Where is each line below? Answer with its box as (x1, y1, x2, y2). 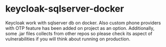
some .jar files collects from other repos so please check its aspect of (5, 30, 153, 36)
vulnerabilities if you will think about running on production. (5, 36, 131, 42)
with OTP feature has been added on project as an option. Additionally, (5, 25, 155, 31)
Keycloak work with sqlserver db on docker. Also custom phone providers (5, 20, 161, 26)
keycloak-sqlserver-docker (5, 3, 125, 15)
